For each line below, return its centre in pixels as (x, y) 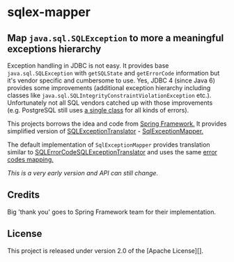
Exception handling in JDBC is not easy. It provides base (88, 66)
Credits (24, 195)
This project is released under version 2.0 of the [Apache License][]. (106, 250)
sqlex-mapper (49, 12)
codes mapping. (31, 159)
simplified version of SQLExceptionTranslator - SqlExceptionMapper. (106, 131)
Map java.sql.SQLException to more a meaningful (116, 38)
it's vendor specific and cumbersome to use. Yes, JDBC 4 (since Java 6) (111, 80)
